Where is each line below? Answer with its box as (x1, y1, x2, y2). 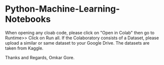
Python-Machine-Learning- (5, 3, 120, 15)
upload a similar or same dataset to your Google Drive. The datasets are (5, 40, 150, 46)
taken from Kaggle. (5, 45, 44, 51)
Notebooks (5, 14, 51, 25)
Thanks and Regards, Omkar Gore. (5, 54, 75, 60)
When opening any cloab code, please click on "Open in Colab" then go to (5, 30, 155, 35)
